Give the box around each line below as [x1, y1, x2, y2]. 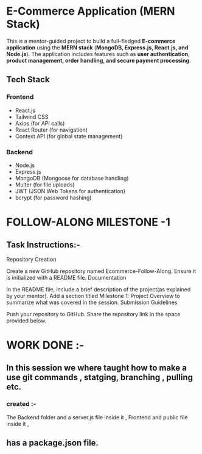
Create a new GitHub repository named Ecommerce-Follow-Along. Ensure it [6, 267, 197, 275]
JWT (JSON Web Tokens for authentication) [15, 187, 126, 194]
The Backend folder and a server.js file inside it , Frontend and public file [6, 413, 188, 421]
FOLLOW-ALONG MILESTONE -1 [6, 215, 170, 229]
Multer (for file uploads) [15, 181, 75, 188]
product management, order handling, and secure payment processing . [6, 57, 191, 64]
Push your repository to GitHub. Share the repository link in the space [6, 310, 181, 317]
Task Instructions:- [6, 239, 80, 250]
